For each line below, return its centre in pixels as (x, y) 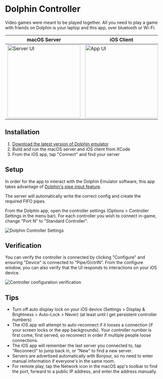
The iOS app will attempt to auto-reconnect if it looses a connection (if (82, 325)
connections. (25, 341)
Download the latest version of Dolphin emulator (60, 144)
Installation (22, 132)
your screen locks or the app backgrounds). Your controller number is (82, 330)
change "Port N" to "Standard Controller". (47, 221)
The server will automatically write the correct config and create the (73, 196)
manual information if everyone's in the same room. (64, 361)
